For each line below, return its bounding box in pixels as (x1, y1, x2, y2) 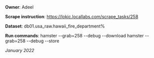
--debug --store (26, 38, 59, 44)
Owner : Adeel (5, 4, 34, 10)
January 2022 (5, 48, 35, 53)
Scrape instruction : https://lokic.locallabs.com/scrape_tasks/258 (5, 14, 139, 19)
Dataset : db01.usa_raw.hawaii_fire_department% (5, 23, 105, 29)
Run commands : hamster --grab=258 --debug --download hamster (5, 33, 144, 38)
